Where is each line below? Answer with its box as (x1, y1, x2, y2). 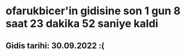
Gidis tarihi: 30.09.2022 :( (5, 41, 105, 51)
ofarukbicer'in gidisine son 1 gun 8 (5, 4, 181, 18)
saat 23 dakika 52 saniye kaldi (5, 17, 158, 30)
